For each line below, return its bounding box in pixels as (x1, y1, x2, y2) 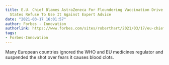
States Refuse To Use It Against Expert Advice (10, 12, 112, 17)
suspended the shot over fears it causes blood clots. (5, 54, 114, 60)
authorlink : (5, 26, 30, 31)
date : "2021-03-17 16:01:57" (5, 16, 66, 21)
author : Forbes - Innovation (5, 21, 66, 26)
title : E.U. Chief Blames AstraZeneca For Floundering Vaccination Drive (5, 7, 163, 12)
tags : (5, 30, 17, 35)
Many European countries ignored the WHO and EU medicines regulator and (5, 48, 163, 55)
